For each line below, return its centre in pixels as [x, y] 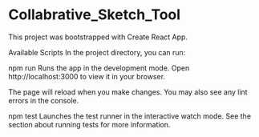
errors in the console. [44, 100]
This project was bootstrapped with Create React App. [98, 37]
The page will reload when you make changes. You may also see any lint [128, 92]
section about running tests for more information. [89, 124]
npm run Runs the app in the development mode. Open [99, 68]
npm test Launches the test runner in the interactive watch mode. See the [129, 116]
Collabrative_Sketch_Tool [95, 15]
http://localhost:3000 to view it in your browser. [87, 76]
